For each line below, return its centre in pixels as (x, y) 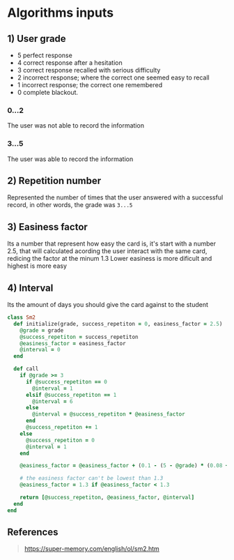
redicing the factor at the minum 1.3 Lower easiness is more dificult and (110, 259)
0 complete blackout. (48, 92)
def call (26, 369)
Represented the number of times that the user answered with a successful (115, 197)
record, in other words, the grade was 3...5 (70, 205)
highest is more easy (37, 266)
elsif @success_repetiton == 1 (71, 395)
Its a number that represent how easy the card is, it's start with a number (111, 244)
